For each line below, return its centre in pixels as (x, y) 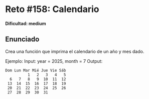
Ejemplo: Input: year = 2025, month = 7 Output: (54, 61)
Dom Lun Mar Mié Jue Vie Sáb (36, 70)
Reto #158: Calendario (52, 9)
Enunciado (22, 39)
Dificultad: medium (26, 23)
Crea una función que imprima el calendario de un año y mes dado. (75, 51)
